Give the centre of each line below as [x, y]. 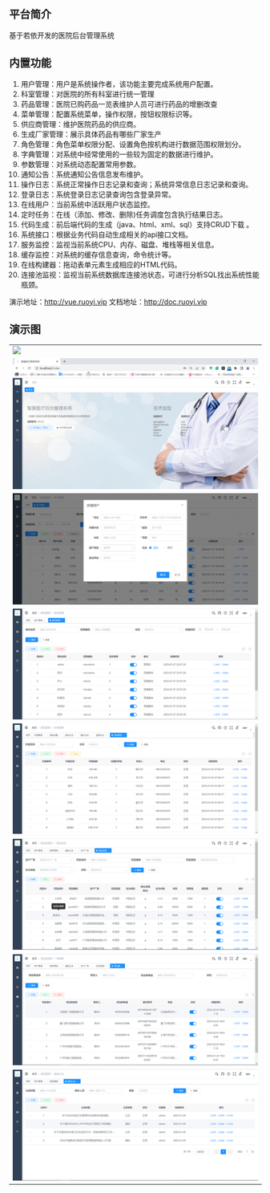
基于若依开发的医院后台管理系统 [62, 35]
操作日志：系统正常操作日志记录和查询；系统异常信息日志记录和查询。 [137, 184]
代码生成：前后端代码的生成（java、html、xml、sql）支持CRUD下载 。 [137, 224]
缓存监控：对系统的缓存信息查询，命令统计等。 [98, 254]
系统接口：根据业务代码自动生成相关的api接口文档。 [107, 234]
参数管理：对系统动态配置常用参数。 [81, 164]
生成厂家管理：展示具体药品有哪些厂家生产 [91, 134]
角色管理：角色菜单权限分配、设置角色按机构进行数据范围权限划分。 [133, 144]
